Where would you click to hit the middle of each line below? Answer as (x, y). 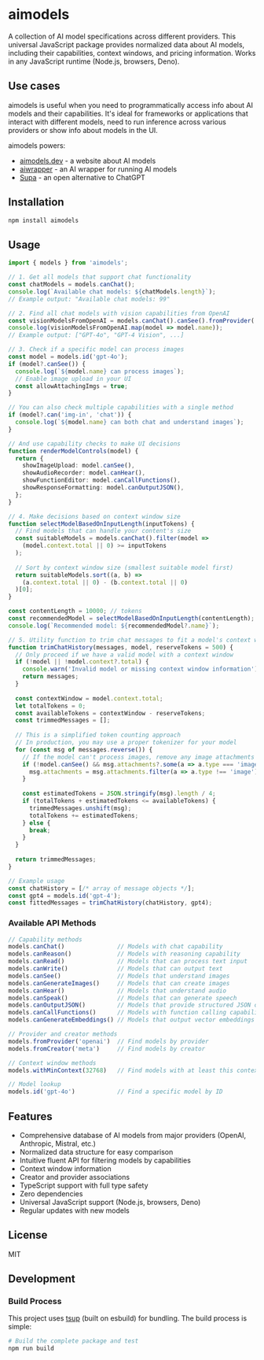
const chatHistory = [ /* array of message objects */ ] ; (101, 888)
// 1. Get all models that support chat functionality (100, 277)
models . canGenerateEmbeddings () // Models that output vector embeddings (132, 1020)
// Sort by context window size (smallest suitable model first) (125, 567)
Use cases (34, 86)
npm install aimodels (44, 220)
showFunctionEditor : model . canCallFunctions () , (101, 480)
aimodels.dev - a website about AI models (88, 161)
